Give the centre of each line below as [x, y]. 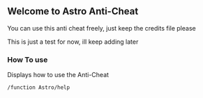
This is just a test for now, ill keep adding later [73, 42]
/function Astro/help [39, 88]
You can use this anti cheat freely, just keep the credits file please [102, 28]
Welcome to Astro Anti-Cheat [73, 11]
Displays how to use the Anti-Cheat [58, 75]
